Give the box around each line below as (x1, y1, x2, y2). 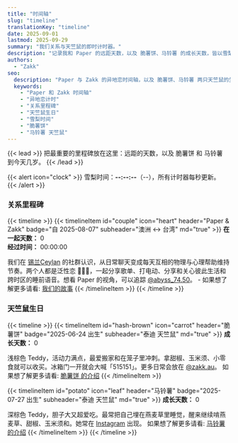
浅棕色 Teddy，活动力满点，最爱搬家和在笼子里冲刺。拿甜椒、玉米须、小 (7, 353, 220, 362)
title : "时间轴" (7, 10, 52, 18)
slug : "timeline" (7, 17, 59, 24)
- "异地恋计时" (20, 96, 59, 103)
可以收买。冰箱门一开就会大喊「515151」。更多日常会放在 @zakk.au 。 (19, 362, 221, 371)
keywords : (13, 83, 42, 90)
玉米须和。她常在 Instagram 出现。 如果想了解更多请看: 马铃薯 (44, 419, 225, 427)
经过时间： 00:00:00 (7, 242, 67, 251)
